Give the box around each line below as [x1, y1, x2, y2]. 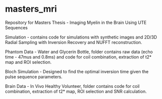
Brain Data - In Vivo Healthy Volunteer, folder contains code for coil [5, 83, 140, 89]
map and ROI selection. [5, 59, 52, 65]
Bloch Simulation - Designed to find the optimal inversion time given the [5, 68, 149, 74]
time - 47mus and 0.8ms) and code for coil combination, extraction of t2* [5, 54, 152, 59]
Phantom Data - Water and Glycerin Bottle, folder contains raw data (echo [5, 49, 153, 55]
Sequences [5, 24, 28, 30]
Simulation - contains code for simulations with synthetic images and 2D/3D [5, 34, 157, 40]
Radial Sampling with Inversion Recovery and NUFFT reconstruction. [5, 39, 143, 45]
